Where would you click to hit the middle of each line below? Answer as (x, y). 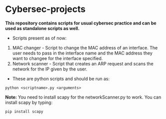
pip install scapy (24, 111)
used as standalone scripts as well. (42, 28)
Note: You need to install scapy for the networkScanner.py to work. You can (83, 97)
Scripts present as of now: (39, 38)
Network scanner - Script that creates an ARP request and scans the (83, 63)
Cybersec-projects (45, 9)
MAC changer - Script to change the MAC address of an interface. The (85, 47)
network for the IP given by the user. (50, 69)
